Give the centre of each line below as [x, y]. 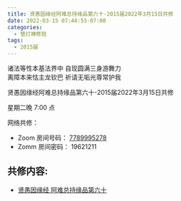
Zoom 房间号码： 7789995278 [62, 138]
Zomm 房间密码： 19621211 [57, 146]
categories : [25, 27]
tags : [15, 41]
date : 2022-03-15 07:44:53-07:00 [57, 21]
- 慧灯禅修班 [31, 34]
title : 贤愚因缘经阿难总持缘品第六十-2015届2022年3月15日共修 [90, 14]
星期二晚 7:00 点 [31, 107]
